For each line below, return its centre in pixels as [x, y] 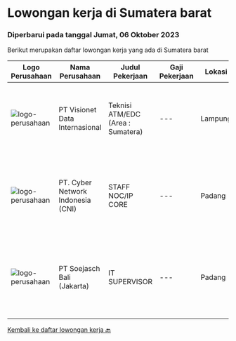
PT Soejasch [79, 269]
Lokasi [216, 72]
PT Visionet [78, 110]
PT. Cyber [76, 182]
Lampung [216, 119]
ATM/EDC [125, 114]
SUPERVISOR [131, 282]
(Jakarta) [74, 286]
